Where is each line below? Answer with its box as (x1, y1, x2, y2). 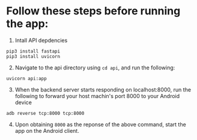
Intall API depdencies (14, 36, 68, 44)
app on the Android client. (14, 127, 79, 134)
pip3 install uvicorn (6, 53, 61, 59)
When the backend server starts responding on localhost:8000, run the (14, 86, 191, 93)
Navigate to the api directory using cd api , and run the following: (14, 64, 175, 71)
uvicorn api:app (6, 75, 47, 81)
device (14, 99, 32, 106)
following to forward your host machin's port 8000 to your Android (14, 92, 180, 99)
